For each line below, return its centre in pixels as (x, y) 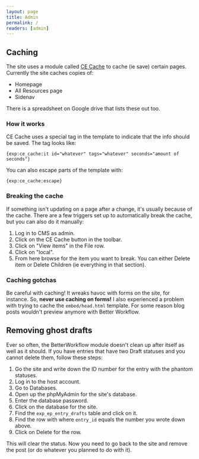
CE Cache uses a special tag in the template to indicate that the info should (98, 137)
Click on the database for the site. (56, 407)
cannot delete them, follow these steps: (54, 357)
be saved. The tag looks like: (41, 143)
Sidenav (25, 97)
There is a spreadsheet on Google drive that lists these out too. (83, 109)
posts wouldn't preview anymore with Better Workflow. (73, 312)
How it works (26, 124)
